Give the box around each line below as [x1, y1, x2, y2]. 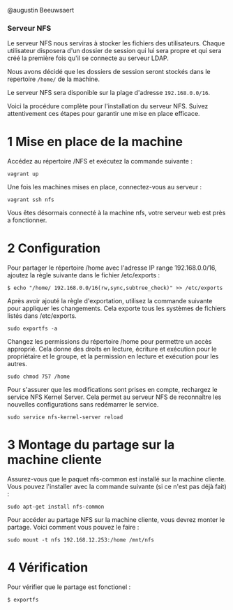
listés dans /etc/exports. [7, 312, 77, 320]
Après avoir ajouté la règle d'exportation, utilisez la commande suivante [7, 297, 213, 305]
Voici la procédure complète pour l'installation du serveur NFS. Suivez [7, 102, 209, 110]
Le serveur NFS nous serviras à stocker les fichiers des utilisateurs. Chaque [7, 39, 225, 48]
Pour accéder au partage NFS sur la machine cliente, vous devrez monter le [7, 516, 225, 524]
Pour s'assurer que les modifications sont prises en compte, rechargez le [7, 386, 218, 394]
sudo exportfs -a [7, 325, 58, 333]
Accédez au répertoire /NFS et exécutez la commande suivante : [7, 157, 193, 166]
